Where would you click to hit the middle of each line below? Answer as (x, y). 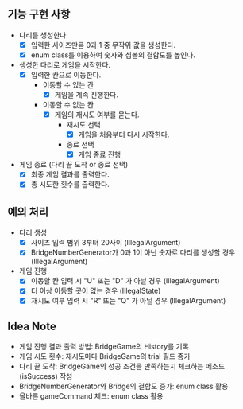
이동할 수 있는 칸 (68, 85)
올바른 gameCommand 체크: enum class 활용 (91, 396)
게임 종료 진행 (99, 154)
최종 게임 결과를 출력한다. (70, 174)
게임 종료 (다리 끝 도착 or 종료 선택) (73, 165)
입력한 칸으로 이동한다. (66, 75)
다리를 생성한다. (43, 35)
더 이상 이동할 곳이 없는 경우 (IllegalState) (96, 291)
